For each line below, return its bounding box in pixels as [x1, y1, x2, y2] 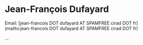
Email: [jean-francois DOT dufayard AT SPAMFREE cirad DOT [5, 20, 132, 26]
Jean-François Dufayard [5, 3, 109, 15]
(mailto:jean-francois [5, 25, 49, 31]
